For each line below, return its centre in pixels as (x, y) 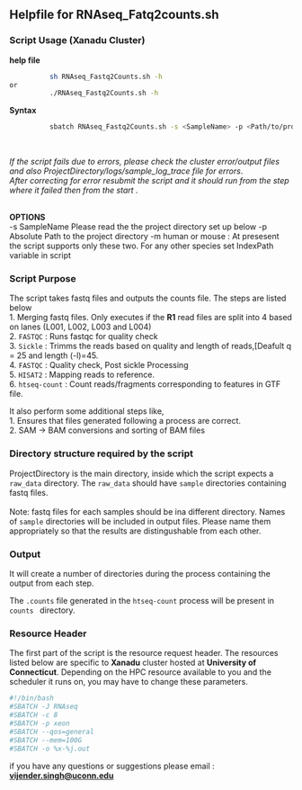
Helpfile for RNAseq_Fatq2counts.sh (114, 15)
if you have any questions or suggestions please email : (112, 766)
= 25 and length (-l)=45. (54, 355)
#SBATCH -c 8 (34, 715)
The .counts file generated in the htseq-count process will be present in (142, 601)
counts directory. (42, 610)
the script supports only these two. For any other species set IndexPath (142, 246)
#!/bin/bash (31, 698)
